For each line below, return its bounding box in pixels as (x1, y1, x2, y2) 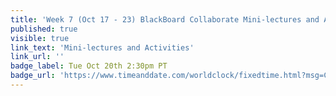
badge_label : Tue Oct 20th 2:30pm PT (10, 61, 168, 71)
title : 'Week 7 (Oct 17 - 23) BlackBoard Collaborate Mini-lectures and (10, 14, 320, 25)
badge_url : (10, 71, 56, 81)
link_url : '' (10, 52, 65, 62)
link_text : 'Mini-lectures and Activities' (10, 42, 195, 53)
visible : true (10, 33, 70, 43)
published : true (10, 24, 78, 34)
